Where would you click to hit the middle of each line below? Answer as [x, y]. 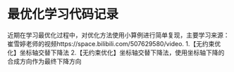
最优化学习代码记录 [63, 14]
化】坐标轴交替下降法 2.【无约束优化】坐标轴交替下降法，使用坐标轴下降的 [116, 52]
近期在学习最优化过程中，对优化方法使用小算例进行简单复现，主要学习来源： [118, 35]
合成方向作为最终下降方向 [44, 61]
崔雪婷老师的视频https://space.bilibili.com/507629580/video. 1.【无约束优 [114, 43]
